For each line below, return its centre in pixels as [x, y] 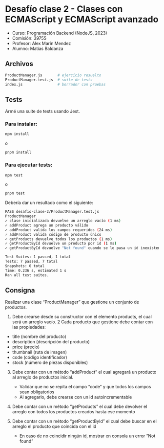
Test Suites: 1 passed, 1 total [38, 257]
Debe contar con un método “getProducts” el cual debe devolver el [80, 406]
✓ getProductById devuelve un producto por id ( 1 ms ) [61, 244]
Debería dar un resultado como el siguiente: [49, 203]
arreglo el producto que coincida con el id [54, 426]
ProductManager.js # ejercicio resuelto [53, 75]
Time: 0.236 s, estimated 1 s [36, 270]
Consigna [20, 290]
